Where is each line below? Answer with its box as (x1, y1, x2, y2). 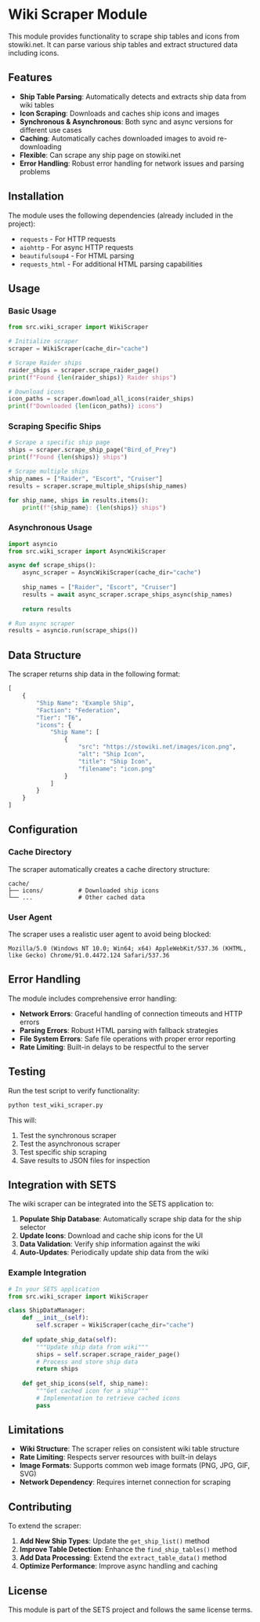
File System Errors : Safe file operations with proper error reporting (19, 1034, 237, 1043)
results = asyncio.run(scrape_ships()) (8, 627, 139, 635)
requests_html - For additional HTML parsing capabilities (19, 259, 203, 269)
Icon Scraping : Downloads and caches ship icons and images (19, 108, 220, 118)
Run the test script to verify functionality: (8, 1086, 140, 1095)
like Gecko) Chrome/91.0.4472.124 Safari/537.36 (8, 952, 170, 960)
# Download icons (8, 387, 65, 396)
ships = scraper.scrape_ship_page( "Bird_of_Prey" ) (8, 446, 177, 454)
